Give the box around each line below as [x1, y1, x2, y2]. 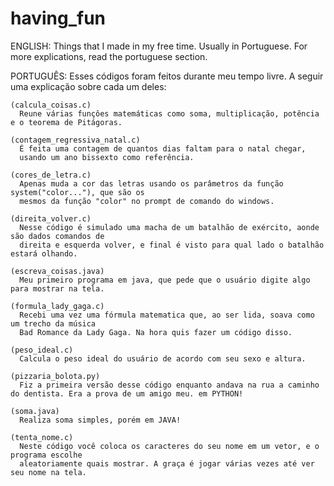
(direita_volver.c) [10, 213, 92, 224]
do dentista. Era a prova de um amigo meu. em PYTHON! [10, 388, 244, 399]
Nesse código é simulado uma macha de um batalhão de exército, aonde [19, 222, 320, 232]
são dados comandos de [10, 231, 105, 241]
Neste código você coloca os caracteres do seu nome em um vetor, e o [19, 441, 320, 451]
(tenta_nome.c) [10, 432, 74, 442]
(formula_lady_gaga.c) [10, 301, 105, 311]
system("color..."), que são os [10, 187, 145, 197]
